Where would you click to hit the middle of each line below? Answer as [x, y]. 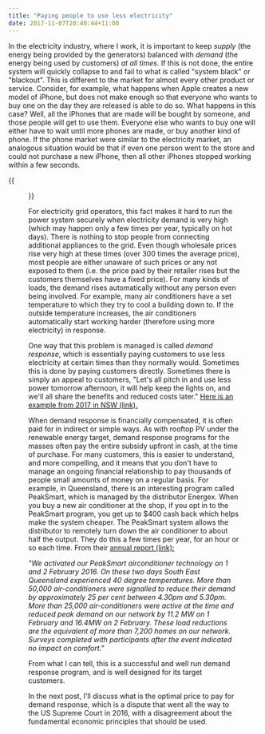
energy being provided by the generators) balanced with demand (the [123, 54]
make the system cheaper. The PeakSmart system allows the [129, 522]
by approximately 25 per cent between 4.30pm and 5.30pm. [127, 597]
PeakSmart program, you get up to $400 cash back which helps [134, 514]
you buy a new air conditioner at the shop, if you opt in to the [129, 505]
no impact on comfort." [66, 648]
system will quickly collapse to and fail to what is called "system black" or [129, 71]
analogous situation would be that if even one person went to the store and [132, 148]
